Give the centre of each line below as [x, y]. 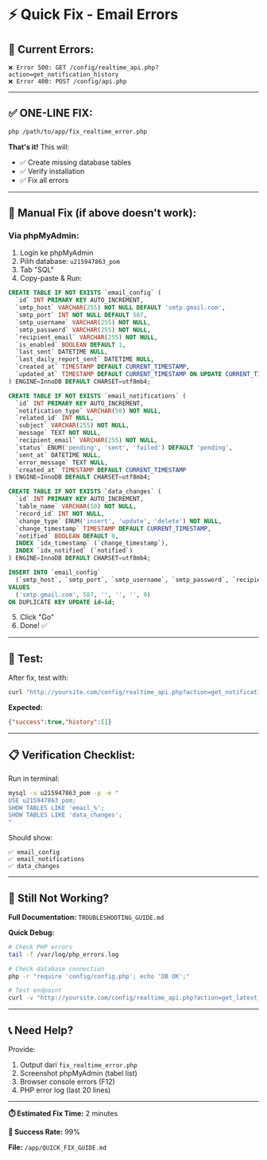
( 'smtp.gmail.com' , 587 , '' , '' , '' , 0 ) [83, 595]
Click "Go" [37, 617]
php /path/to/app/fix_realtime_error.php [78, 131]
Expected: [25, 708]
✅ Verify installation [52, 171]
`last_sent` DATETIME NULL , [62, 352]
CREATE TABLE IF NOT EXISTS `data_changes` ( [85, 492]
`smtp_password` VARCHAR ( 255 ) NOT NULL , [83, 330]
